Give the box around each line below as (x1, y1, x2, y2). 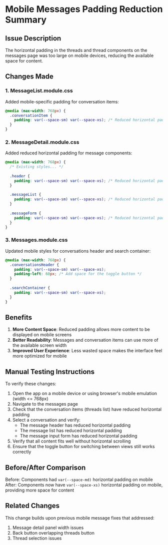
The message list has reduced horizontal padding (19, 428, 122, 434)
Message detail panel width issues (12, 525, 84, 531)
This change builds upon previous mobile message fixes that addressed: (5, 515, 155, 521)
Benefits (5, 313, 32, 322)
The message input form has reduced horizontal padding (19, 433, 137, 439)
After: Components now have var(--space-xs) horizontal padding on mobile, (5, 482, 163, 488)
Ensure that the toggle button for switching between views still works (12, 444, 155, 450)
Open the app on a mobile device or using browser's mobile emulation (12, 391, 157, 397)
